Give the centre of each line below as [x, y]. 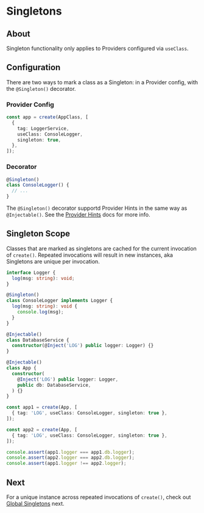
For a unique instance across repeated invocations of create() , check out [99, 497]
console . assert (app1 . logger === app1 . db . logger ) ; [71, 452]
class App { [21, 368]
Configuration [33, 67]
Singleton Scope [38, 234]
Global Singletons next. [36, 504]
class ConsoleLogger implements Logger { [60, 301]
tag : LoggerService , [43, 128]
